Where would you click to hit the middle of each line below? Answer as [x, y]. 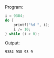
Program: [14, 7]
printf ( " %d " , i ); [32, 25]
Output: [12, 43]
